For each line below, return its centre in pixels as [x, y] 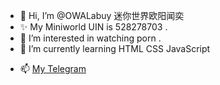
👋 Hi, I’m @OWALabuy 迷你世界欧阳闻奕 [102, 15]
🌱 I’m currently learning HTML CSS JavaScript [115, 48]
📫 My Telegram [53, 68]
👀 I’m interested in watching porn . [90, 38]
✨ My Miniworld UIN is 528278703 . [93, 27]
